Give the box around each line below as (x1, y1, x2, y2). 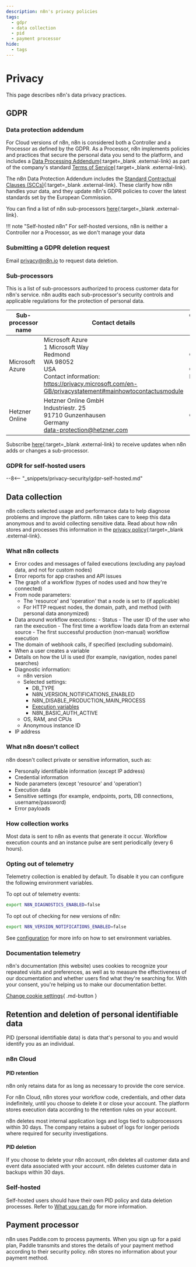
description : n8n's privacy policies (6, 8, 98, 15)
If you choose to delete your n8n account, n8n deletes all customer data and (6, 1156, 190, 1163)
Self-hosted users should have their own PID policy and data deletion (6, 1197, 173, 1204)
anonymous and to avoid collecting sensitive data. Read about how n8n (6, 520, 178, 527)
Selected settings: (23, 679, 67, 686)
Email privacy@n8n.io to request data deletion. (6, 257, 118, 264)
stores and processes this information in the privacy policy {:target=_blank (6, 526, 184, 533)
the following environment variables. (6, 879, 93, 886)
